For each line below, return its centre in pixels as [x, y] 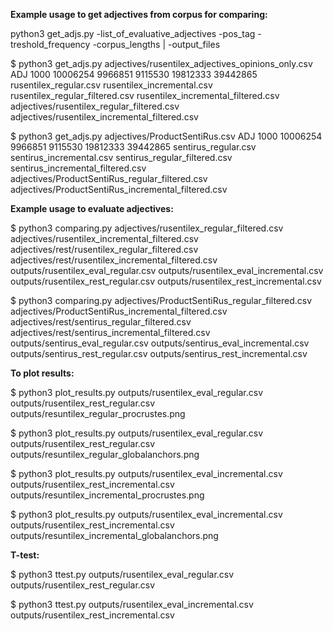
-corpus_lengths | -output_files [156, 44]
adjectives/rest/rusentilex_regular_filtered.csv [104, 249]
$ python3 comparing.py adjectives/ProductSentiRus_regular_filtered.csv [161, 300]
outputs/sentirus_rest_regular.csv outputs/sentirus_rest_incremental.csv [159, 353]
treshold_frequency [50, 44]
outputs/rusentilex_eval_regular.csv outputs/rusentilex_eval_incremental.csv [167, 270]
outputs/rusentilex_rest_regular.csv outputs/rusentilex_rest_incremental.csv [166, 281]
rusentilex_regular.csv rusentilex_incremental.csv [111, 85]
